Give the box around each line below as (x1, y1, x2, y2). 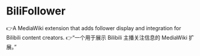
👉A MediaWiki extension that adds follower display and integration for (6, 24, 181, 31)
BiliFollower (6, 4, 66, 18)
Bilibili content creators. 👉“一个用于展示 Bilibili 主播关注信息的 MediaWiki (6, 34, 188, 41)
